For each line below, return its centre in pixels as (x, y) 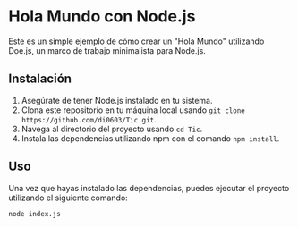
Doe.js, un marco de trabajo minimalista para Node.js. (107, 50)
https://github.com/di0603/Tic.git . (89, 119)
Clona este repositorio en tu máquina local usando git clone (133, 110)
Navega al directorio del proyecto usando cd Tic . (112, 129)
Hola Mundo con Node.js (102, 17)
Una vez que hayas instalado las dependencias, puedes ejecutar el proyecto (149, 188)
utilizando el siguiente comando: (68, 198)
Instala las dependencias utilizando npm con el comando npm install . (150, 138)
